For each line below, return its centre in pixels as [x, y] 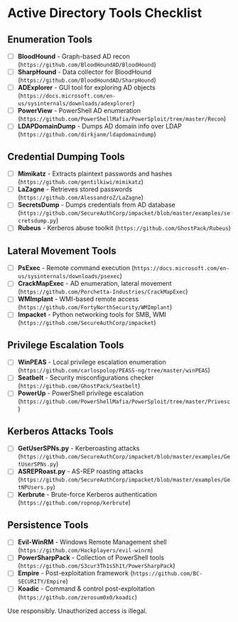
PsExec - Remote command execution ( [76, 268]
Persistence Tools [48, 525]
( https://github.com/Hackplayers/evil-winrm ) [85, 550]
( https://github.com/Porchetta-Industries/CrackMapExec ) [103, 291]
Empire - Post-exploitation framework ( [75, 573]
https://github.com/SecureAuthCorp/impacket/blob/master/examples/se [125, 214]
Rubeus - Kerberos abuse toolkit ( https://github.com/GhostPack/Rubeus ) [124, 228]
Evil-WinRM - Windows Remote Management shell [92, 542]
